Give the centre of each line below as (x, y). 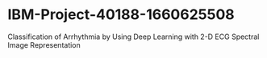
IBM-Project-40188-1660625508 (121, 15)
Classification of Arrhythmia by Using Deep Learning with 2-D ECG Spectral (133, 37)
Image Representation (44, 44)
